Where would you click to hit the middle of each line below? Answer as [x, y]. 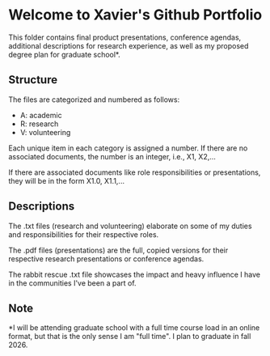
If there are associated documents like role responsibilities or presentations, [135, 172]
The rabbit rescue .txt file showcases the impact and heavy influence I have [135, 274]
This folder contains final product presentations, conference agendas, [125, 37]
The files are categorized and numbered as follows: [94, 100]
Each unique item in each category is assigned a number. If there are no [128, 148]
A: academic [41, 115]
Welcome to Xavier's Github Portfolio [135, 15]
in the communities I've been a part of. [72, 283]
